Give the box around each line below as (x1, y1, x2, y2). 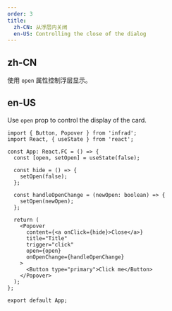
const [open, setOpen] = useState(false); (13, 154, 140, 162)
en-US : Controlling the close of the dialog (13, 30, 147, 38)
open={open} (25, 247, 61, 254)
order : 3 (7, 10, 33, 18)
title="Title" (25, 234, 68, 242)
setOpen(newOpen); (20, 198, 74, 205)
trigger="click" (25, 241, 74, 248)
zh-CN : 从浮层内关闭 (13, 23, 68, 30)
